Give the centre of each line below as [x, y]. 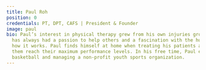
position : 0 [21, 18]
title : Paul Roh [27, 12]
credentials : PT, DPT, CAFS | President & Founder [72, 23]
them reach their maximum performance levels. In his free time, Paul [104, 52]
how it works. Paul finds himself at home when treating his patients [104, 46]
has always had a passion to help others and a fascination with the [102, 40]
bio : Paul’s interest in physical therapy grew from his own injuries [98, 35]
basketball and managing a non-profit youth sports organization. [98, 57]
